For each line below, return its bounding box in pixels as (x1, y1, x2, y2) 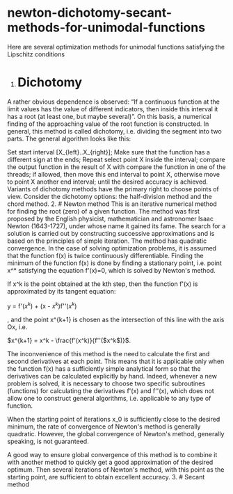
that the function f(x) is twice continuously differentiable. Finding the (7, 251, 204, 260)
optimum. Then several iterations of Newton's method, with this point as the (7, 465, 225, 474)
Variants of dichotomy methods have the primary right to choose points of (7, 184, 219, 193)
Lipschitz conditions (7, 50, 65, 58)
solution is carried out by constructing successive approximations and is (7, 229, 215, 237)
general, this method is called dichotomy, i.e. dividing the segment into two (7, 127, 223, 135)
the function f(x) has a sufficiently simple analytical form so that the (7, 364, 201, 373)
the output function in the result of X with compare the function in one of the (7, 162, 226, 171)
